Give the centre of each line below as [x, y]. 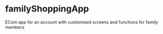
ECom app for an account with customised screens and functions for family [82, 22]
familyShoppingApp [47, 9]
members [15, 27]
